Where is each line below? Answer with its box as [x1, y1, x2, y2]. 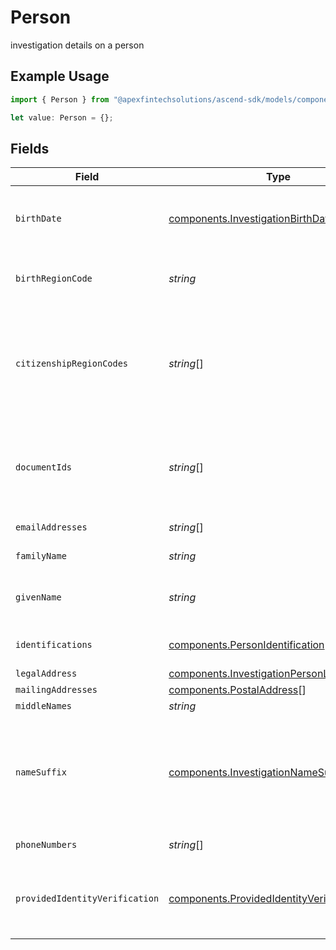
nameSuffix [15, 767, 67, 778]
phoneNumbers [15, 839, 78, 851]
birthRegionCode [15, 273, 93, 285]
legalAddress [15, 668, 78, 680]
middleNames [15, 701, 73, 712]
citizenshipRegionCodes [15, 358, 129, 370]
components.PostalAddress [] [168, 683, 307, 697]
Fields [10, 140, 50, 157]
